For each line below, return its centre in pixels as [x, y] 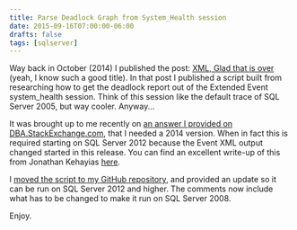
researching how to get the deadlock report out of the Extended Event [139, 87]
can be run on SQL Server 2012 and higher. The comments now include [141, 189]
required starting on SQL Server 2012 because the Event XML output [136, 143]
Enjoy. [21, 216]
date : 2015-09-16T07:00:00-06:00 [72, 26]
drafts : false [36, 34]
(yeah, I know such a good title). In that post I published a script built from [146, 78]
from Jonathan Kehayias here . [65, 162]
